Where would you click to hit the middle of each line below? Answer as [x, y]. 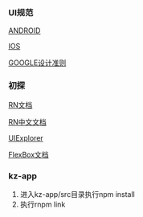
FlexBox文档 [29, 154]
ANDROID [25, 31]
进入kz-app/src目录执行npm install [77, 194]
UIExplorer [26, 137]
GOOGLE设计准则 [37, 63]
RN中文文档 [27, 121]
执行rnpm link [43, 204]
